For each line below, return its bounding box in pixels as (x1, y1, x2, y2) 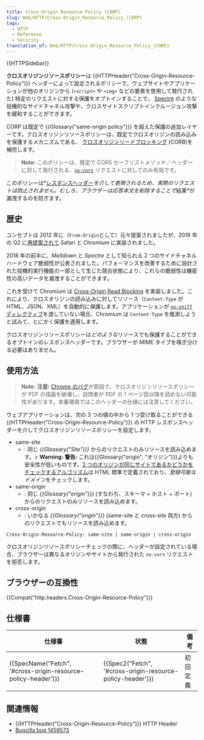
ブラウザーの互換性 (6, 577, 78, 587)
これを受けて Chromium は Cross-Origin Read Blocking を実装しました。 (6, 287, 188, 295)
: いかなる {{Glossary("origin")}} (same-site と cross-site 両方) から (24, 511, 193, 519)
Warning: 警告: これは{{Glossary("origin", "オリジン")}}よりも (39, 453, 194, 460)
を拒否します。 (6, 558, 44, 565)
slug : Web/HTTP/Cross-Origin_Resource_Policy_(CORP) (6, 15, 143, 21)
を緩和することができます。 (6, 110, 75, 117)
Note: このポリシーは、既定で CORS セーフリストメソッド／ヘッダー (21, 159, 193, 166)
